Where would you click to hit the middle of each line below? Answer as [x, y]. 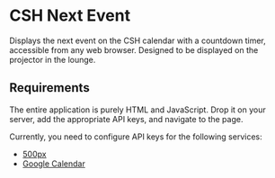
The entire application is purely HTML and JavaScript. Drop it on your [138, 110]
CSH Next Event [70, 16]
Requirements [49, 88]
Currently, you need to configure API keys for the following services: [136, 137]
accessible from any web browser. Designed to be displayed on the [134, 49]
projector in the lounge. [53, 59]
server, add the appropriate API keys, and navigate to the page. [126, 119]
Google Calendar [53, 164]
